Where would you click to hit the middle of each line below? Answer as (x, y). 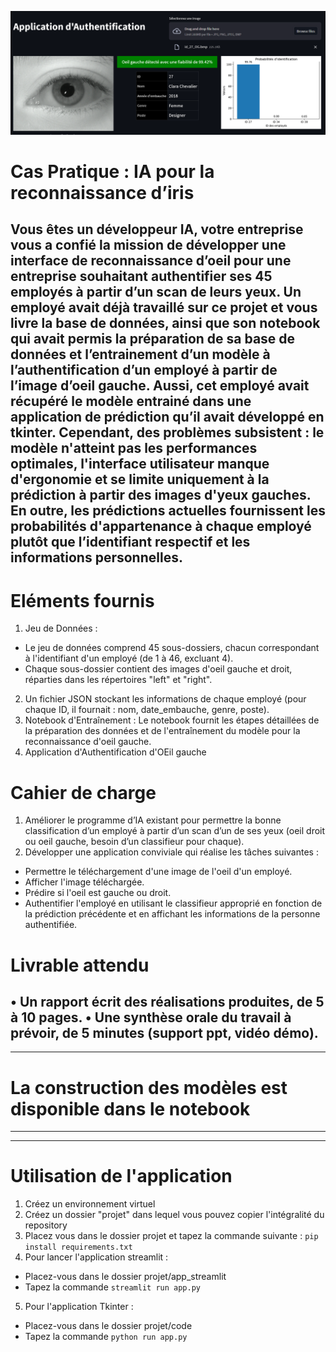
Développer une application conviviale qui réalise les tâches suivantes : (171, 852)
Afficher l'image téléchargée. (84, 882)
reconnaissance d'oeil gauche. (88, 742)
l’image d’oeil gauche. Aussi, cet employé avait (160, 386)
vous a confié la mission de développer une (148, 245)
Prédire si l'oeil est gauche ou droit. (98, 893)
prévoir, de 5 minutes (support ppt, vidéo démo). (164, 1032)
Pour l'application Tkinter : (79, 1307)
